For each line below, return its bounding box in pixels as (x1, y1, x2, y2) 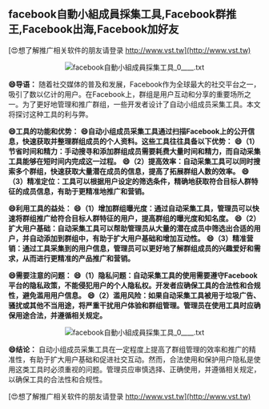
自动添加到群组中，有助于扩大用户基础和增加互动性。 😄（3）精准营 (29, 233, 254, 243)
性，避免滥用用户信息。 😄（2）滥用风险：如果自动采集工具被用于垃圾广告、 (8, 291, 261, 300)
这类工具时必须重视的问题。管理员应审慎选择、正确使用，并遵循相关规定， (14, 364, 261, 374)
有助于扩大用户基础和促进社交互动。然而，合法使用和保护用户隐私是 (29, 355, 254, 364)
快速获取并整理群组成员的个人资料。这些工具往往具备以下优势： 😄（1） (22, 136, 259, 146)
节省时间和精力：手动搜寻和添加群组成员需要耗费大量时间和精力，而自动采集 (8, 146, 261, 156)
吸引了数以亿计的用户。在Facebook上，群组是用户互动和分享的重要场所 (8, 89, 244, 98)
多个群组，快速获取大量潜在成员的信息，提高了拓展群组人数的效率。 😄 (14, 166, 250, 176)
